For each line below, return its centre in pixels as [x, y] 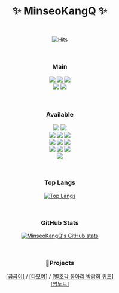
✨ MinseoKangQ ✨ [60, 11]
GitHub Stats [60, 222]
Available [60, 115]
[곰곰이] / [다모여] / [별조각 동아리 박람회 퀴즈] [60, 277]
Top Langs [60, 182]
